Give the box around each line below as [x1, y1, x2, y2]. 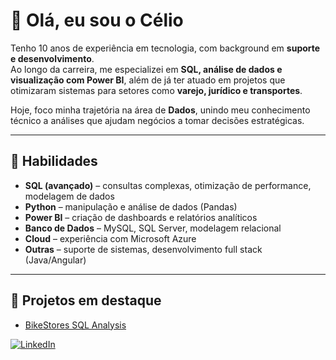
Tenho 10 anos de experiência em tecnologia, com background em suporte [10, 42, 321, 54]
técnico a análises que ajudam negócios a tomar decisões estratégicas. [10, 114, 305, 126]
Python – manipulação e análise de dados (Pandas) [24, 200, 238, 213]
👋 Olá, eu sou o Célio [10, 9, 184, 32]
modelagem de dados [24, 190, 115, 202]
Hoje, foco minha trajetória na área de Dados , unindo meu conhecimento [10, 104, 311, 116]
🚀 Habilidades [10, 153, 98, 170]
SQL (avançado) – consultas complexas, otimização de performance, [24, 179, 312, 191]
